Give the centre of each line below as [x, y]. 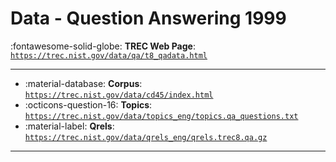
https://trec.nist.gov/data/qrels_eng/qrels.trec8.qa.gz [146, 137]
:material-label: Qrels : [69, 126]
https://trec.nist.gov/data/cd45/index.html [119, 95]
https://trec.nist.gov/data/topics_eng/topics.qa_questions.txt [161, 116]
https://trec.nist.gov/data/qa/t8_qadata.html [109, 55]
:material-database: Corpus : [83, 83]
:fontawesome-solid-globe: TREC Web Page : [103, 46]
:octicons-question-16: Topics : [88, 104]
